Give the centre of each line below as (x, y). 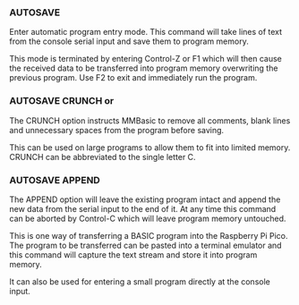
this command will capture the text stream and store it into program (133, 254)
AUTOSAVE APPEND (55, 180)
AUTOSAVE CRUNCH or (62, 101)
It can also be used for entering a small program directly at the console (140, 281)
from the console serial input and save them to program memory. (129, 41)
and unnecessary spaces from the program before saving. (117, 130)
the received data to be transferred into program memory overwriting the (144, 68)
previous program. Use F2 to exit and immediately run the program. (133, 78)
